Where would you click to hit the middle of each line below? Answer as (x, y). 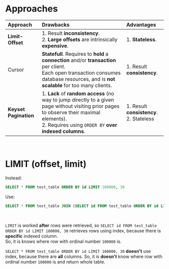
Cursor (16, 69)
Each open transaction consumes (81, 72)
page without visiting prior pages (81, 106)
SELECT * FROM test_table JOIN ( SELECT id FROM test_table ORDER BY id (82, 206)
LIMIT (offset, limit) (46, 164)
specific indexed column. (32, 236)
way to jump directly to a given (78, 100)
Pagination (21, 115)
